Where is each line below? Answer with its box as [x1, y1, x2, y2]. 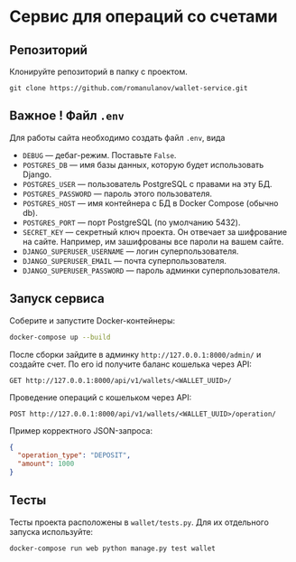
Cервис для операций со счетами [9, 6, 278, 27]
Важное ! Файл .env [9, 108, 125, 124]
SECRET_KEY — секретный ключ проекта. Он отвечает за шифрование [22, 226, 287, 237]
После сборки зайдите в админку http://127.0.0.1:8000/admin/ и [9, 349, 262, 360]
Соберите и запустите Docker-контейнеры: [9, 314, 176, 326]
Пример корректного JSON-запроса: [9, 425, 153, 436]
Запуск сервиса [9, 291, 106, 306]
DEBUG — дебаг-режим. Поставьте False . [22, 149, 177, 160]
